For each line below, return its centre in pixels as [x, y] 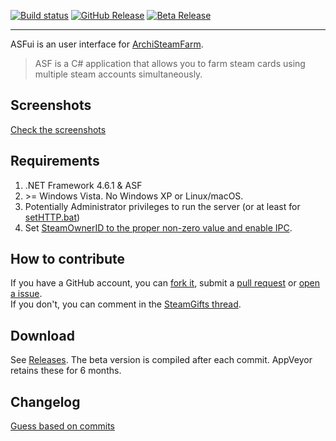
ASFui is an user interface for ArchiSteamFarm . [107, 44]
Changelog [45, 401]
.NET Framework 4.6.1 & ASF [83, 185]
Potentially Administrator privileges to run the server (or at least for [162, 206]
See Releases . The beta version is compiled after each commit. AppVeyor [161, 360]
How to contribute [68, 259]
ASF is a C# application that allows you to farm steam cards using [170, 63]
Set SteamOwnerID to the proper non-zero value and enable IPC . [158, 227]
